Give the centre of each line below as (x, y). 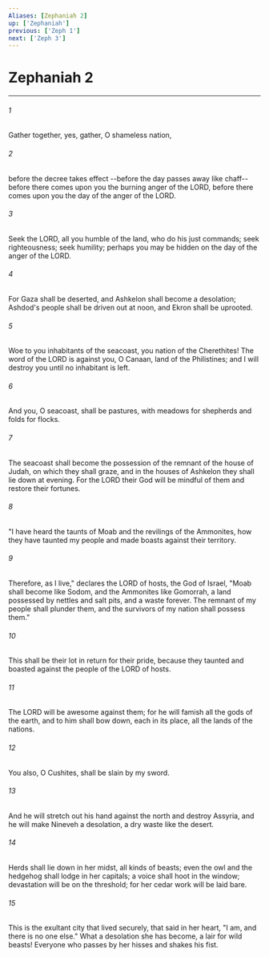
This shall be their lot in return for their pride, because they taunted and (126, 661)
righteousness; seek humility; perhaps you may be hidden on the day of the (133, 247)
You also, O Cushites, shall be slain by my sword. (89, 772)
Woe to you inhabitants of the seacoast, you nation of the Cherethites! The (131, 351)
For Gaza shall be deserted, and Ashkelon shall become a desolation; (122, 299)
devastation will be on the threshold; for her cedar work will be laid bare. (128, 885)
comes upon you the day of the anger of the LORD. (92, 195)
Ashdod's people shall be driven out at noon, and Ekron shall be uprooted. (130, 307)
